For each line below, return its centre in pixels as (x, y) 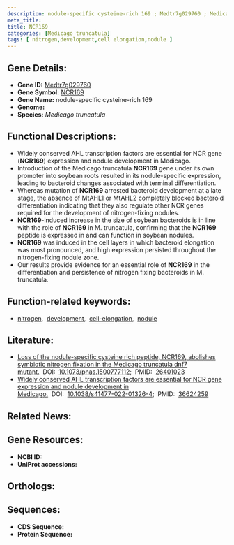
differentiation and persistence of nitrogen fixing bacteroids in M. (110, 272)
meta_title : (24, 20)
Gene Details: (37, 68)
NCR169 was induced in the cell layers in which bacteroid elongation (116, 242)
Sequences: (34, 510)
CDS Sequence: (41, 526)
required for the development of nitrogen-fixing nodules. (98, 212)
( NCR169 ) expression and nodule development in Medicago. (104, 161)
